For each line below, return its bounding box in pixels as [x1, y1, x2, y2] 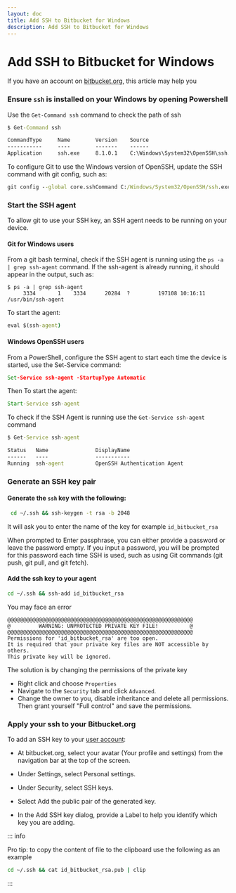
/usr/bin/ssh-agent [7, 296, 65, 303]
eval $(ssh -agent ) [7, 322, 61, 329]
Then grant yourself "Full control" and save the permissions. [17, 701, 192, 710]
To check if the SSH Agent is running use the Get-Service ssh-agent [7, 413, 205, 422]
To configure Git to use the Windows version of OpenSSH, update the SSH [7, 162, 223, 171]
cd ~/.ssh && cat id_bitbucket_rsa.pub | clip [7, 866, 146, 874]
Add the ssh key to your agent [7, 574, 97, 583]
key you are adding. [17, 818, 75, 827]
